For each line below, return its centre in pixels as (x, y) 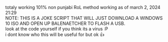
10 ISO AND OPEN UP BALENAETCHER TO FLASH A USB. (65, 23)
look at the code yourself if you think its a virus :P (57, 29)
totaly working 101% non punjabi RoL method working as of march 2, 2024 (83, 7)
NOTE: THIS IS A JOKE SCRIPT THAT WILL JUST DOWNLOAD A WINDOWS (84, 18)
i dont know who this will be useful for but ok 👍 (55, 34)
